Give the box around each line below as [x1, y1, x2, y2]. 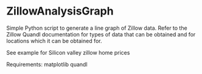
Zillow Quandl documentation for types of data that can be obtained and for [6, 30, 196, 38]
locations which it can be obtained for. [6, 37, 102, 44]
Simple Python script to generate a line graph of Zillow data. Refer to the [6, 24, 187, 32]
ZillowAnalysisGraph [6, 4, 114, 18]
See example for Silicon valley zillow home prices [6, 49, 130, 56]
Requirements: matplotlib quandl [6, 61, 88, 68]
